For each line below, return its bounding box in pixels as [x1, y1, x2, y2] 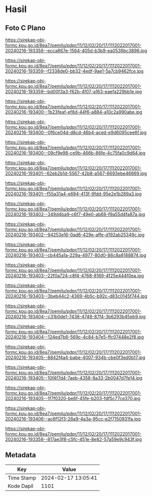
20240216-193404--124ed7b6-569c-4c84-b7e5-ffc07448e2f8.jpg [5, 334, 144, 340]
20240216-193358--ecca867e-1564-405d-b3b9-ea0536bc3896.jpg [5, 48, 147, 53]
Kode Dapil [8, 482, 34, 489]
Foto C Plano [5, 24, 46, 32]
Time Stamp [8, 474, 37, 481]
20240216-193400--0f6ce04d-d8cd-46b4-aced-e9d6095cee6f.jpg [5, 129, 147, 135]
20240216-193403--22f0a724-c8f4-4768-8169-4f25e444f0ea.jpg [5, 273, 144, 278]
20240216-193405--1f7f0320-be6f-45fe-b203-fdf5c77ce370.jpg [5, 395, 140, 401]
